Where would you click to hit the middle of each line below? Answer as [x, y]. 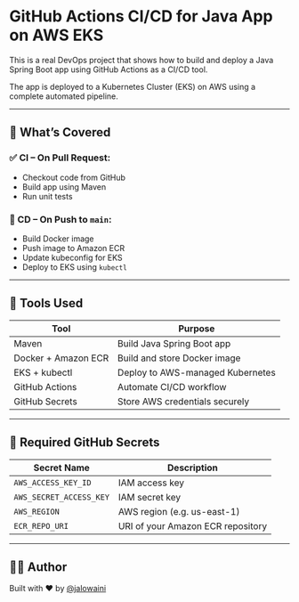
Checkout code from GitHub [74, 177]
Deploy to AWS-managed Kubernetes [196, 372]
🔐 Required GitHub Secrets [85, 443]
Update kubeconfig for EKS [72, 257]
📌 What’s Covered [60, 132]
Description [193, 468]
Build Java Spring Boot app [174, 343]
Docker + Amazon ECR [61, 358]
